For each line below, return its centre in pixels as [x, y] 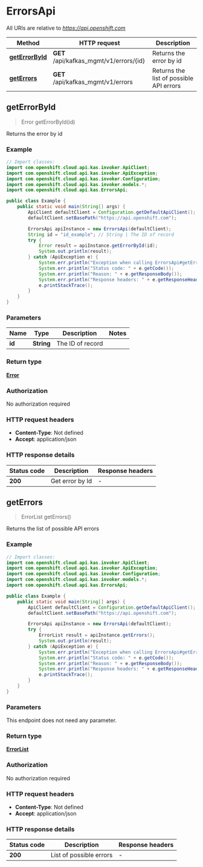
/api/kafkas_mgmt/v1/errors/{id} [99, 61]
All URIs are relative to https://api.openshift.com [66, 28]
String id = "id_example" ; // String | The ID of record [101, 235]
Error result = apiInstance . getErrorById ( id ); [98, 246]
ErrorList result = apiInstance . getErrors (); [97, 635]
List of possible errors [82, 855]
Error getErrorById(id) [48, 122]
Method [28, 42]
